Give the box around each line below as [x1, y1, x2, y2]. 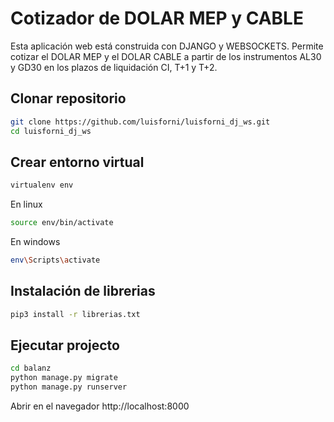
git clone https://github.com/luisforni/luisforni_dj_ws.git [10, 117, 271, 127]
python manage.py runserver [10, 382, 128, 392]
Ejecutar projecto [10, 337, 120, 354]
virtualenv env [10, 180, 74, 191]
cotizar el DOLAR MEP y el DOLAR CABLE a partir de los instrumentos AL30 [10, 50, 322, 62]
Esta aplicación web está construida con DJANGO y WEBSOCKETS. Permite [10, 40, 324, 52]
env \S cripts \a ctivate [10, 255, 101, 266]
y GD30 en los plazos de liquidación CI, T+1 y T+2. [10, 61, 218, 73]
